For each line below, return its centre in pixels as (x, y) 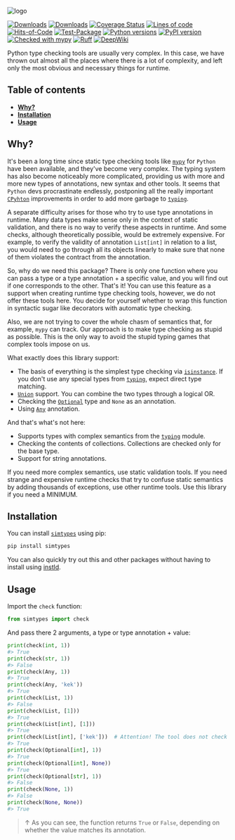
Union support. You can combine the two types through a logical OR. (116, 393)
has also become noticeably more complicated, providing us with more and (116, 176)
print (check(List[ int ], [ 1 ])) (52, 724)
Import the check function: (45, 606)
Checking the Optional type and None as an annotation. (97, 401)
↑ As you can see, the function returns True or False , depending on (122, 822)
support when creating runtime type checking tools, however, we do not (112, 293)
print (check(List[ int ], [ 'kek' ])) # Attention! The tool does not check (117, 737)
